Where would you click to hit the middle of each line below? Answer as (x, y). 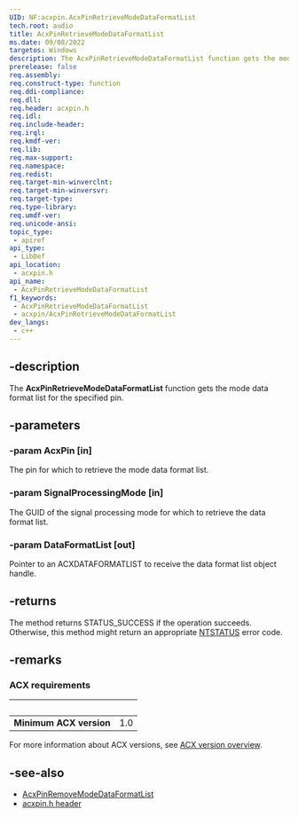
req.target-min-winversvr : (59, 191)
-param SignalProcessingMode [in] (86, 493)
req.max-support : (41, 157)
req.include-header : (47, 125)
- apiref (29, 240)
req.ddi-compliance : (47, 91)
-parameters (45, 425)
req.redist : (31, 174)
